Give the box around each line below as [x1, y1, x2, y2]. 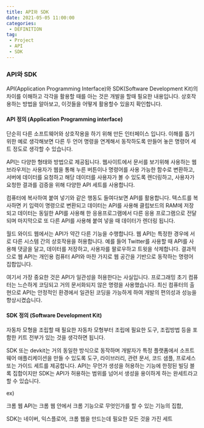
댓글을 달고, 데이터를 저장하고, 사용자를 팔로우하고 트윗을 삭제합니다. [17, 245, 180, 253]
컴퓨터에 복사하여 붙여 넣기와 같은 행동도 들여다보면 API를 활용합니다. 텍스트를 [6, 194, 192, 201]
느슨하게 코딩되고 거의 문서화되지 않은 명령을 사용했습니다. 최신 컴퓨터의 [17, 281, 189, 289]
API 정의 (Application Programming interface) [6, 115, 123, 123]
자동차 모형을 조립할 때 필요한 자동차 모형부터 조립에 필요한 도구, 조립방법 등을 [6, 326, 192, 333]
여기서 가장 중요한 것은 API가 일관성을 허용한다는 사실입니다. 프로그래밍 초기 [6, 274, 187, 281]
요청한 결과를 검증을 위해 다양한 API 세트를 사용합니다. [6, 181, 135, 189]
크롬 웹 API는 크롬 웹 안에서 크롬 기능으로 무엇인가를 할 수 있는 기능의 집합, [6, 402, 183, 410]
